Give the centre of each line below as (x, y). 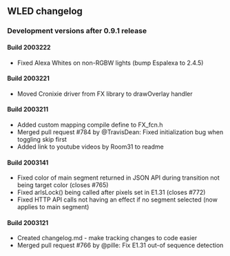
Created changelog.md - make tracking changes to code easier (107, 238)
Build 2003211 (28, 109)
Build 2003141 (28, 162)
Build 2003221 (29, 78)
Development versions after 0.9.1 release (77, 31)
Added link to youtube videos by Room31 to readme (90, 147)
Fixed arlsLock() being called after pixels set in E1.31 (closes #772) (111, 193)
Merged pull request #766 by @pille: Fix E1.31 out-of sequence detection (120, 245)
